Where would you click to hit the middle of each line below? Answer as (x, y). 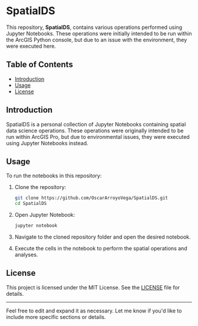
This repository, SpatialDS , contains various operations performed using (94, 27)
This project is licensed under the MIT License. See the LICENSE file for (93, 287)
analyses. (26, 255)
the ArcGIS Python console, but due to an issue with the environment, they (97, 40)
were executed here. (31, 46)
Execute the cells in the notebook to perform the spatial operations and (101, 248)
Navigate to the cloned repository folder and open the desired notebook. (103, 237)
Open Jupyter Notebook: (45, 215)
